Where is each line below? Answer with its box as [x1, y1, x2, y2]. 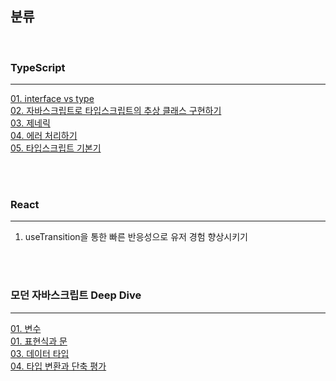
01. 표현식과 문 [10, 335, 68, 347]
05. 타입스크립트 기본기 [10, 142, 102, 154]
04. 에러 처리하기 [10, 130, 78, 142]
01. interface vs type [10, 93, 95, 105]
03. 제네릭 [10, 117, 51, 129]
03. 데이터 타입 [10, 347, 70, 359]
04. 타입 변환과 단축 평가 [10, 360, 107, 372]
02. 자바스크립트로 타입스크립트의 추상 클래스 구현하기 [10, 105, 222, 117]
